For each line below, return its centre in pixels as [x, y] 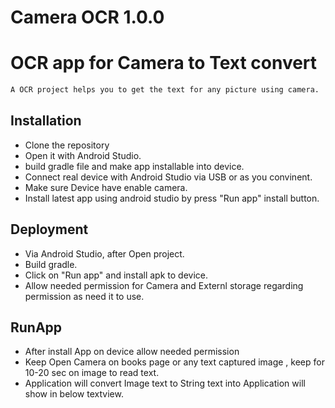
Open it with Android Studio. [83, 155]
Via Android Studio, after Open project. [104, 253]
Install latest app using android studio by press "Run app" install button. [172, 198]
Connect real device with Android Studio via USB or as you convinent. [168, 177]
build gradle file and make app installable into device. [134, 166]
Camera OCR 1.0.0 [87, 17]
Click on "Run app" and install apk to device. [116, 275]
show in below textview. [74, 394]
